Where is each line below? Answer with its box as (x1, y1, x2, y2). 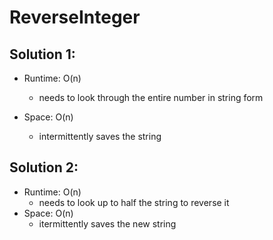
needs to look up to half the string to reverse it (38, 196, 230, 208)
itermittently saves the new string (38, 217, 177, 230)
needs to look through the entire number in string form (38, 92, 264, 103)
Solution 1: (9, 46, 76, 63)
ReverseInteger (9, 6, 141, 29)
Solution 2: (9, 159, 79, 176)
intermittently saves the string (38, 131, 162, 142)
